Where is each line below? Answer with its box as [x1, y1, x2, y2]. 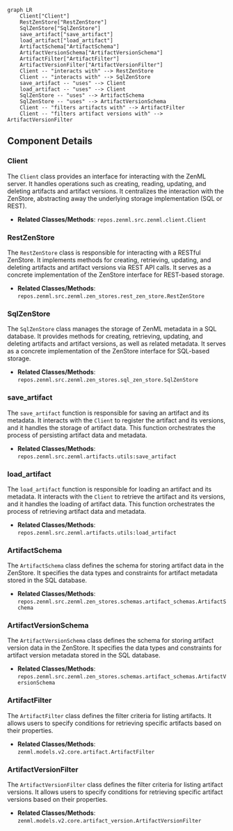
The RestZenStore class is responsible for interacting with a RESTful [7, 248, 201, 257]
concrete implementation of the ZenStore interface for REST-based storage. [7, 270, 225, 279]
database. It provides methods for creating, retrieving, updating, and [7, 332, 203, 341]
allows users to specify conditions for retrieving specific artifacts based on [7, 719, 221, 727]
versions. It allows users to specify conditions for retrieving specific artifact [7, 788, 223, 796]
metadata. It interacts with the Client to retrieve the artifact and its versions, [7, 492, 226, 501]
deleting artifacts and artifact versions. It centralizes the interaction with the [7, 187, 225, 195]
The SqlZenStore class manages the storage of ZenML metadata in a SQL [7, 325, 217, 333]
